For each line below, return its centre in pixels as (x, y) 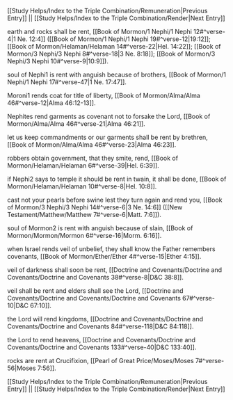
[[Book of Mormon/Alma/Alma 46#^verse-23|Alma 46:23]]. (92, 145)
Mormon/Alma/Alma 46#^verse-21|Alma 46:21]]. (77, 124)
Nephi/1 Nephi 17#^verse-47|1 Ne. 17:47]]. (67, 82)
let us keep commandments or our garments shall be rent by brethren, (108, 137)
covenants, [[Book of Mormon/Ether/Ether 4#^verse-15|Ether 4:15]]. (104, 256)
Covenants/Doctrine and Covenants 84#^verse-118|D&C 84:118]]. (101, 326)
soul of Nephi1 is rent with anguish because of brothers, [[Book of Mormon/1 (116, 74)
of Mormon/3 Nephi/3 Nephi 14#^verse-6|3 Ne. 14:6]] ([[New (95, 207)
